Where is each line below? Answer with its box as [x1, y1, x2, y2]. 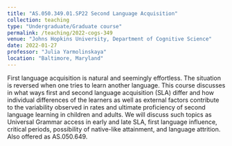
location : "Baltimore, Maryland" [7, 55, 104, 62]
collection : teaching [7, 17, 70, 23]
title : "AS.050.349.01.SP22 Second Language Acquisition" [7, 10, 178, 17]
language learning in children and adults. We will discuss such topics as [7, 110, 213, 118]
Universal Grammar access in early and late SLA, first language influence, [7, 118, 217, 126]
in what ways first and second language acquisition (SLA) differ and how [7, 88, 215, 96]
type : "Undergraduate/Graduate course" [7, 23, 123, 30]
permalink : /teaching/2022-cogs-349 [7, 29, 113, 36]
